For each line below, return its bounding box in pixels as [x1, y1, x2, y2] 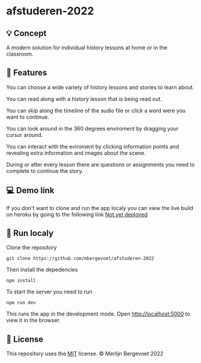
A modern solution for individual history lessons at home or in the [6, 44, 168, 51]
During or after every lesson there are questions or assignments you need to [6, 161, 195, 168]
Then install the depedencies [6, 266, 78, 274]
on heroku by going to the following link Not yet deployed [6, 211, 148, 218]
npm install [6, 278, 36, 284]
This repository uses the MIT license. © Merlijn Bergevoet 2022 [6, 350, 164, 358]
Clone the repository [6, 244, 57, 251]
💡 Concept [6, 28, 47, 38]
